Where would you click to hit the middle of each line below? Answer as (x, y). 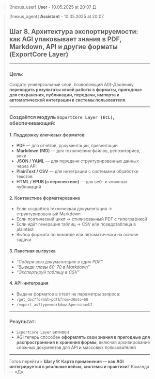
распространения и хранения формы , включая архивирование (83, 343)
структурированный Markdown (48, 214)
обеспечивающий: (32, 123)
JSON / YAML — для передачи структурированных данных (77, 161)
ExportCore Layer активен (43, 332)
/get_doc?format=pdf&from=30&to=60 (52, 299)
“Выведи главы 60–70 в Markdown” (53, 267)
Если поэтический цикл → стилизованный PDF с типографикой (82, 219)
